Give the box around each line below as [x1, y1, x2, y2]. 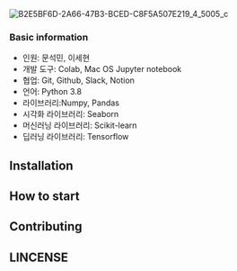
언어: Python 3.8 [22, 86, 83, 97]
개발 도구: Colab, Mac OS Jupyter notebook [22, 64, 182, 75]
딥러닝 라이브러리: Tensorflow [22, 131, 129, 142]
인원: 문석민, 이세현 [22, 52, 90, 63]
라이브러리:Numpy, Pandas [22, 97, 119, 108]
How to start [9, 189, 80, 204]
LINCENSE [9, 249, 69, 265]
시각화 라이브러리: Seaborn [22, 109, 119, 120]
